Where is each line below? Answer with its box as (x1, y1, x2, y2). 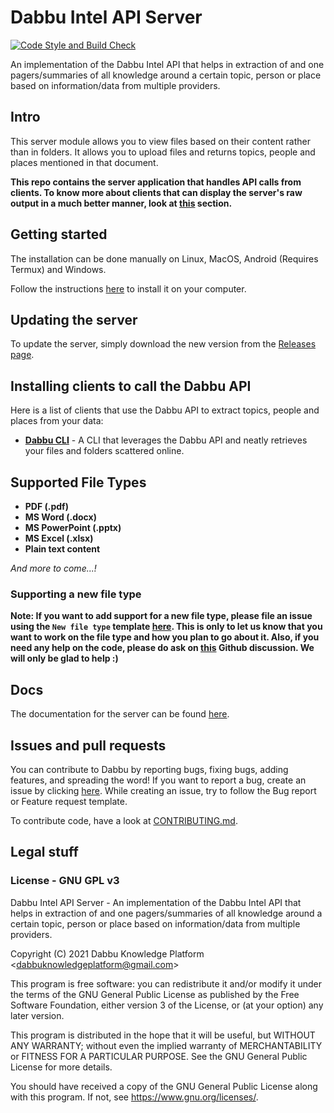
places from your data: (10, 415, 104, 427)
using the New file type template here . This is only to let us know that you (10, 621, 323, 633)
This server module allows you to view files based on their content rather (10, 135, 311, 147)
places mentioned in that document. (10, 156, 159, 168)
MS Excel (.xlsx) (24, 532, 94, 544)
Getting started (10, 226, 108, 243)
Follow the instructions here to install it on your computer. (10, 282, 247, 295)
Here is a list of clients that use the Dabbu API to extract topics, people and (10, 404, 320, 416)
